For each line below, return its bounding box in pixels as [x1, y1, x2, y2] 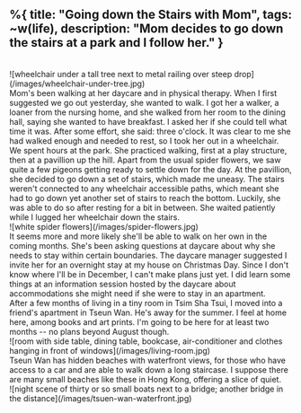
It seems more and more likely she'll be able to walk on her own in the [9, 231, 268, 242]
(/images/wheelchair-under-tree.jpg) [9, 78, 146, 89]
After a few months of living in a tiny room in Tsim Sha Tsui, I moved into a [9, 297, 283, 308]
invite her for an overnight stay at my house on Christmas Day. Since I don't [9, 259, 289, 270]
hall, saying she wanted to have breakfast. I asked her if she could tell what [9, 116, 288, 127]
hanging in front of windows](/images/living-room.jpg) [9, 345, 211, 356]
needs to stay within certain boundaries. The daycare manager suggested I [9, 250, 288, 260]
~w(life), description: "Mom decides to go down [9, 22, 284, 37]
